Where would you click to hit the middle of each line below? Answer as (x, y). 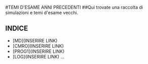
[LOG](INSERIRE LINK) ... (39, 56)
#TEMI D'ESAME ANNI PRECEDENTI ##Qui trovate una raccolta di (74, 7)
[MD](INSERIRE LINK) (35, 40)
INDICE (17, 28)
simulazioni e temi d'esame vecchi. (42, 13)
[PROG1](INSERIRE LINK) (39, 51)
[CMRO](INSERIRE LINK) (38, 46)
